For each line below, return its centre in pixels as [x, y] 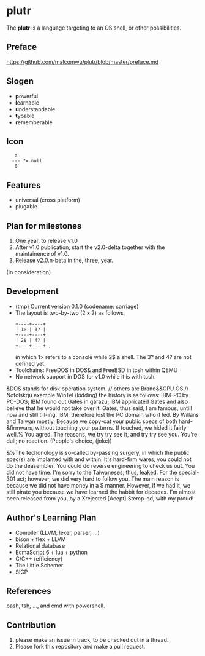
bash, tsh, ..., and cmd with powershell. [56, 606]
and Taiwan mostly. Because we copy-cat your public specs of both [92, 421]
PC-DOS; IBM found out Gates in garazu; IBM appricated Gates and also [97, 401]
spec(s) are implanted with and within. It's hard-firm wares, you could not [99, 459]
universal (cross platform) [48, 200]
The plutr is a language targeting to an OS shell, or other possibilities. [94, 28]
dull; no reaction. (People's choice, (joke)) [59, 441]
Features [24, 185]
